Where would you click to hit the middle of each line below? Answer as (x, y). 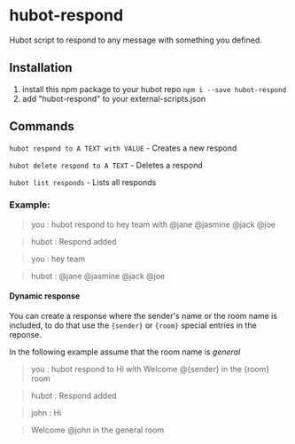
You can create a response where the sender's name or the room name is (143, 316)
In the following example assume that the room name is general (125, 352)
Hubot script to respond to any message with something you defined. (136, 40)
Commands (42, 126)
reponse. (26, 335)
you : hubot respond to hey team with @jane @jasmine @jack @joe (153, 224)
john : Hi (46, 413)
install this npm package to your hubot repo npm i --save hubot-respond (154, 89)
